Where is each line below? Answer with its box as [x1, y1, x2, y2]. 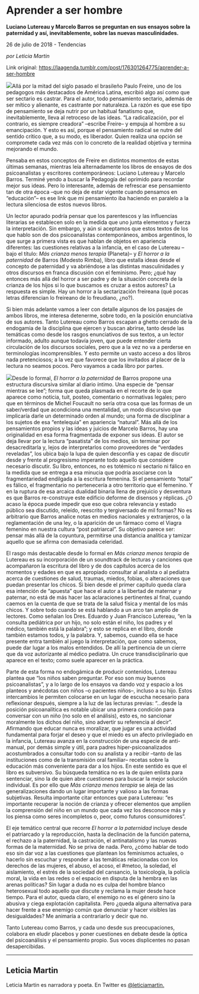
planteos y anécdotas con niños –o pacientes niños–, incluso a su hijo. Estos [6, 687, 192, 694]
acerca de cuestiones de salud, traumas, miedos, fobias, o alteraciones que [6, 575, 191, 582]
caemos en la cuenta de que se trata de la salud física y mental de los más [6, 599, 188, 607]
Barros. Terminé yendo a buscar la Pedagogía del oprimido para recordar [6, 175, 185, 182]
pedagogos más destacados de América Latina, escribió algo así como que [6, 88, 190, 95]
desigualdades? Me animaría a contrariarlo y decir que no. [6, 912, 149, 919]
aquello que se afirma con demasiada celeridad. [6, 538, 124, 545]
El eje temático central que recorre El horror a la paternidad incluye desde [6, 824, 188, 831]
